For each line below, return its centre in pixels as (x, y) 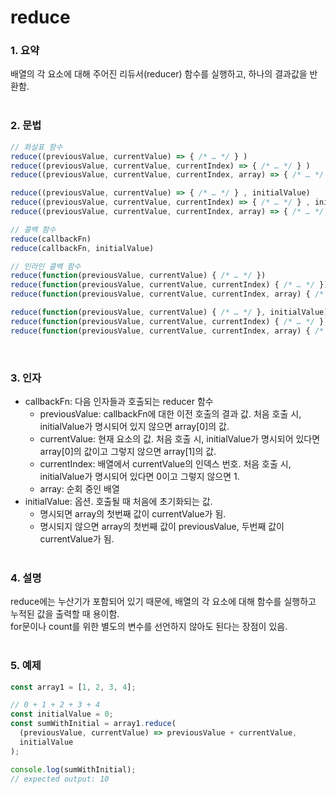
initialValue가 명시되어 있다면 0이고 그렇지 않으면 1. (139, 476)
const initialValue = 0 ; (62, 714)
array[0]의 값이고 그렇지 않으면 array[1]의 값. (128, 451)
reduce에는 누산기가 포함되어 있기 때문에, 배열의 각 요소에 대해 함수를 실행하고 (163, 602)
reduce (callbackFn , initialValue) (82, 248)
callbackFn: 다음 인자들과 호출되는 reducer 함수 (119, 401)
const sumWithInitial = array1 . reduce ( (93, 724)
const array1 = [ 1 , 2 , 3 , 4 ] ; (73, 687)
